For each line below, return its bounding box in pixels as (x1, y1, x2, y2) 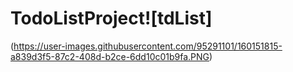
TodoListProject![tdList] (10, 7, 213, 30)
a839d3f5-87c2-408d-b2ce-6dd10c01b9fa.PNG (10, 50, 210, 62)
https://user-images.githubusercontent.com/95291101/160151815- (13, 40, 283, 52)
